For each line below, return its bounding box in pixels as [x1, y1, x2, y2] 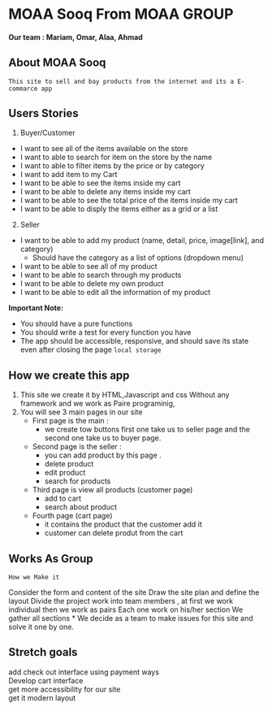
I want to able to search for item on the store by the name [19, 152, 213, 163]
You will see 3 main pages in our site [19, 407, 143, 417]
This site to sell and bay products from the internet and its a [8, 77, 234, 85]
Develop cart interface [8, 675, 84, 685]
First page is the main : [32, 416, 110, 426]
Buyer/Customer [19, 128, 76, 138]
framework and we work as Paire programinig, [19, 399, 175, 409]
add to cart [44, 493, 82, 504]
